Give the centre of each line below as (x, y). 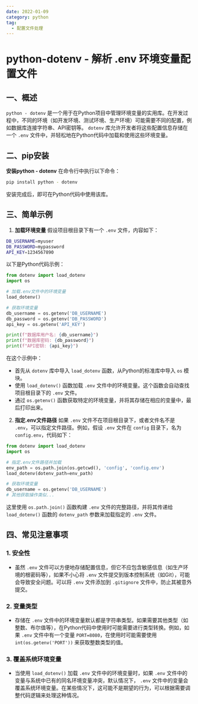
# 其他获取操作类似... (30, 495)
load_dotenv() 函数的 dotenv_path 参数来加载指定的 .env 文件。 (83, 514)
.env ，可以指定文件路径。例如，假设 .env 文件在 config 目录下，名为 (98, 427)
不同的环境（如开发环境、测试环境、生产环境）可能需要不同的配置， (104, 120)
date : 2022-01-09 (27, 12)
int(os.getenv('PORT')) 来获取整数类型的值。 (70, 642)
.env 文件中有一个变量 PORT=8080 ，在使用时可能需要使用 (89, 635)
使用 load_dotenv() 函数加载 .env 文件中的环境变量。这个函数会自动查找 (102, 385)
